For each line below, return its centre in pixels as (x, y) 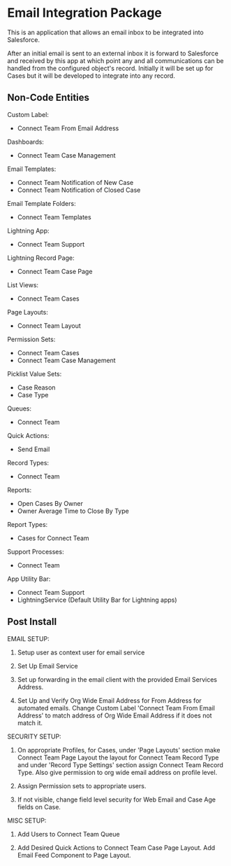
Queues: (20, 408)
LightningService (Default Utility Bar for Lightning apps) (97, 600)
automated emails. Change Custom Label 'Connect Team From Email (116, 708)
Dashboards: (25, 142)
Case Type (33, 394)
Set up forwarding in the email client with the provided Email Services (117, 679)
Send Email (33, 449)
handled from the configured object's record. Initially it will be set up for (110, 68)
